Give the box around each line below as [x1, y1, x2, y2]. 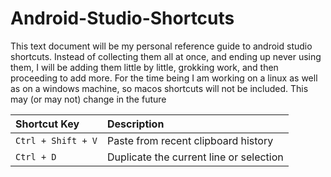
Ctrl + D [15, 151, 57, 162]
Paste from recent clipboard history [106, 133, 274, 147]
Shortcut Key [15, 117, 80, 131]
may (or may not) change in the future [10, 93, 167, 105]
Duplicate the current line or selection [106, 150, 284, 164]
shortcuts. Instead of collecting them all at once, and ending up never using [10, 50, 322, 62]
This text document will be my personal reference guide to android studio [10, 40, 313, 52]
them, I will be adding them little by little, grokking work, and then [10, 61, 279, 73]
